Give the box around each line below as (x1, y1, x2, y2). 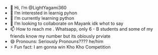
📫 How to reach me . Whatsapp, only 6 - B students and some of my (10, 26, 153, 32)
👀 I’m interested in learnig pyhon (10, 10, 77, 16)
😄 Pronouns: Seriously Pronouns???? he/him (10, 39, 104, 44)
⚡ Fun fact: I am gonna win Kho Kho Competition (10, 44, 111, 50)
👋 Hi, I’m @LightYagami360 (10, 5, 67, 10)
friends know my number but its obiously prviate (10, 33, 111, 39)
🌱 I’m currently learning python (10, 15, 74, 21)
